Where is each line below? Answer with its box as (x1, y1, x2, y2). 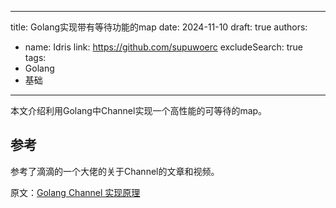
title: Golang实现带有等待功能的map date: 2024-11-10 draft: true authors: (10, 21, 308, 33)
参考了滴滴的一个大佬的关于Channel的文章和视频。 (10, 165, 220, 177)
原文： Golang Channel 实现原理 (10, 186, 141, 198)
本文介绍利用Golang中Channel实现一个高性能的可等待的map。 (10, 105, 268, 116)
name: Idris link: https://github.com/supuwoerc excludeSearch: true (24, 41, 303, 53)
